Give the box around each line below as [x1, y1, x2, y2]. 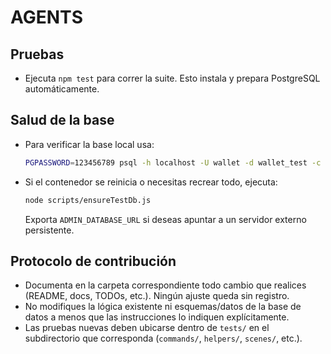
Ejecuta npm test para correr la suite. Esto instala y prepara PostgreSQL [24, 72, 321, 84]
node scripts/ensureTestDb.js [24, 195, 152, 205]
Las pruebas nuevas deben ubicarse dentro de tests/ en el [24, 322, 270, 334]
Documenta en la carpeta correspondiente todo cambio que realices [24, 279, 307, 291]
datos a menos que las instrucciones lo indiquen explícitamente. [24, 311, 290, 323]
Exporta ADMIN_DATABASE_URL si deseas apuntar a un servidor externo [24, 213, 307, 225]
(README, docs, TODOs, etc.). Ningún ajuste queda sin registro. [24, 290, 290, 302]
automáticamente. [24, 83, 100, 95]
